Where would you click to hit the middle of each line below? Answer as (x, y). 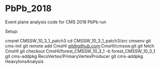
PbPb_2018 (28, 9)
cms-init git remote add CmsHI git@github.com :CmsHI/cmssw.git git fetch (80, 46)
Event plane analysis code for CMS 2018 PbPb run (56, 22)
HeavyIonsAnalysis (24, 61)
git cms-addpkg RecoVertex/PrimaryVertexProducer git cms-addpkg (74, 56)
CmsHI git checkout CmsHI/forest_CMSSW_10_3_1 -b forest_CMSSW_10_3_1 (80, 51)
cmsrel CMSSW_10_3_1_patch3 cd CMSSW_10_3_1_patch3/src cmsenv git (78, 41)
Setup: (12, 31)
